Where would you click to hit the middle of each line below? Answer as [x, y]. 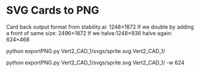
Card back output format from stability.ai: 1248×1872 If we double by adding [100, 27]
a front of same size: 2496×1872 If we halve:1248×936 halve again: [89, 33]
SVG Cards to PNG [53, 10]
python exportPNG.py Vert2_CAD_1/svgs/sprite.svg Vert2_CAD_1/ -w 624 [95, 62]
